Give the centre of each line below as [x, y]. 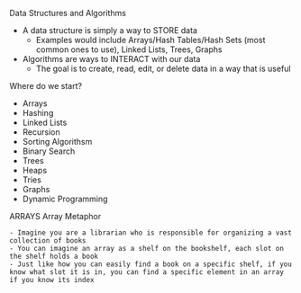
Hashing [38, 113]
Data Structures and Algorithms [68, 13]
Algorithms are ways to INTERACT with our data [111, 59]
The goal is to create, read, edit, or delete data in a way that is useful [163, 68]
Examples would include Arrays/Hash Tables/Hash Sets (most [150, 40]
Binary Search [49, 151]
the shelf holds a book [54, 256]
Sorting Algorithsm [57, 142]
